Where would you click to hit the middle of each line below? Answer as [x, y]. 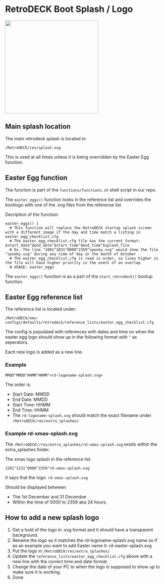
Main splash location [38, 127]
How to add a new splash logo [52, 518]
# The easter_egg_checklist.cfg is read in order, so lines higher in [84, 258]
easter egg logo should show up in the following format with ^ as [71, 337]
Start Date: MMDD [31, 394]
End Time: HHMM [30, 410]
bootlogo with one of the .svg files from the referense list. [64, 204]
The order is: [18, 385]
